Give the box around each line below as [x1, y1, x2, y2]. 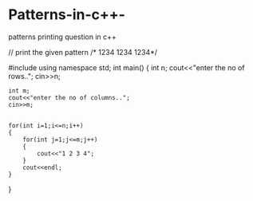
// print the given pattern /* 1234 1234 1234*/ [8, 47, 158, 57]
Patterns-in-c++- [8, 6, 126, 24]
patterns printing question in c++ [8, 32, 117, 41]
